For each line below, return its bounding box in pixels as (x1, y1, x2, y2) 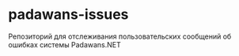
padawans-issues (8, 6, 129, 24)
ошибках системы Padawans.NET (8, 39, 121, 49)
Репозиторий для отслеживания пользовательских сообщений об (8, 32, 232, 41)
